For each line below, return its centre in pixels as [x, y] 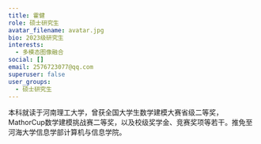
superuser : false [37, 74]
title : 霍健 [26, 15]
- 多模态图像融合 [40, 52]
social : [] [26, 60]
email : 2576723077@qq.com [51, 67]
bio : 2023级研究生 [36, 38]
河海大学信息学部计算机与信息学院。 [67, 132]
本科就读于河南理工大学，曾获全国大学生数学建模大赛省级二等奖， [115, 112]
